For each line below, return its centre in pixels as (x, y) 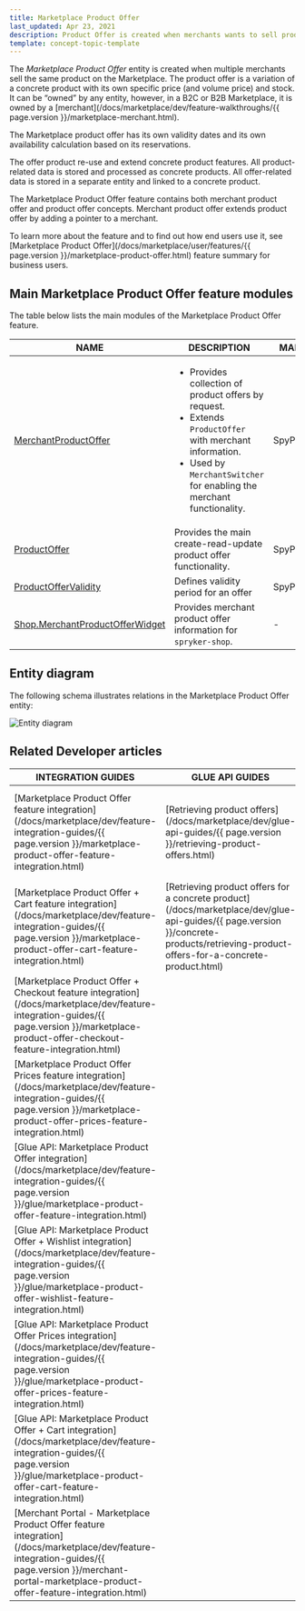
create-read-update (218, 544)
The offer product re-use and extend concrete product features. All (135, 162)
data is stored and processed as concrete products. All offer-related (165, 172)
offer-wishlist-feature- (64, 1298)
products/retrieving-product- (229, 944)
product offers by (226, 395)
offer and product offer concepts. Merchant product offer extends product (148, 209)
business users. (39, 265)
